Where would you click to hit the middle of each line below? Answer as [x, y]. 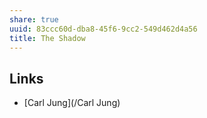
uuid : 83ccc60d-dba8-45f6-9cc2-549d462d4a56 [103, 29]
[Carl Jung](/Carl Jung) [72, 103]
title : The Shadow [47, 38]
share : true [34, 19]
